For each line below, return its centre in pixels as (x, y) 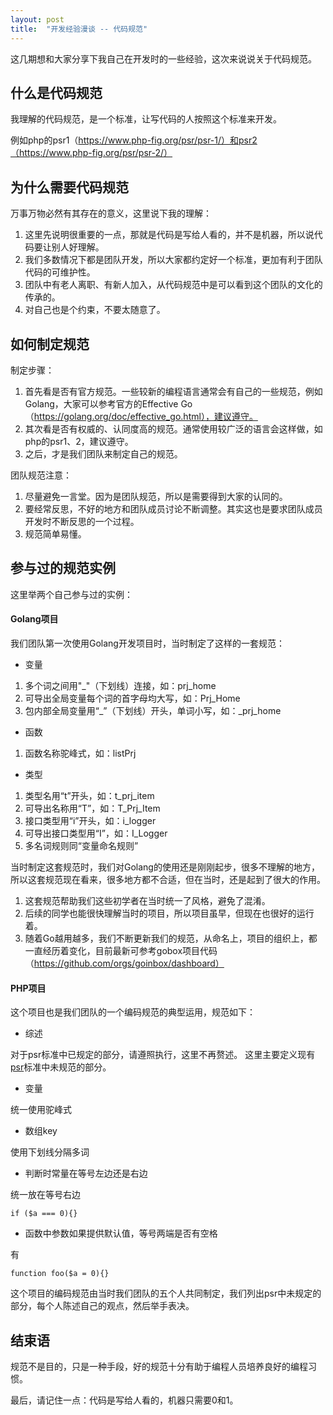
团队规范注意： (41, 475)
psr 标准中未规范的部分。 (61, 1067)
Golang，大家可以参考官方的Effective (101, 403)
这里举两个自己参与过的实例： (71, 594)
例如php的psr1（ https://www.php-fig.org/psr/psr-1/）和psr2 (134, 140)
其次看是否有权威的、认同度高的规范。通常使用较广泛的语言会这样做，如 (173, 428)
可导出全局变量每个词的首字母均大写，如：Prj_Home (132, 698)
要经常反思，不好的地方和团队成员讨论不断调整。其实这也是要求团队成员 (173, 508)
